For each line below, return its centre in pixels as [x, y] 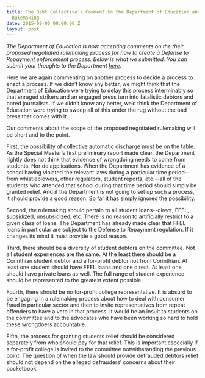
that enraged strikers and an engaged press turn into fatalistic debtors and [100, 97]
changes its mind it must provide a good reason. [67, 236]
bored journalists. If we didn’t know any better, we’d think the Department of [102, 104]
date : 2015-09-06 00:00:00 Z [43, 23]
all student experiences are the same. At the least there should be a [91, 254]
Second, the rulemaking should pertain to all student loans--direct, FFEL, [98, 210]
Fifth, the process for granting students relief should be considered [91, 337]
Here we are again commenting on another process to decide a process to [100, 77]
